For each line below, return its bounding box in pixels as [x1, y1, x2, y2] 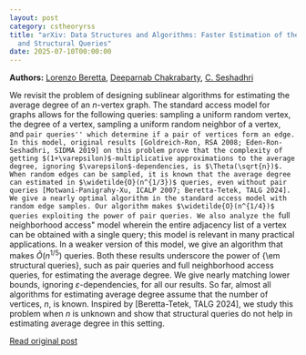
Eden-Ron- [245, 138, 283, 147]
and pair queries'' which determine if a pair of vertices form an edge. [9, 128, 296, 139]
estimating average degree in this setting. [9, 318, 166, 329]
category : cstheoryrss [9, 22, 96, 31]
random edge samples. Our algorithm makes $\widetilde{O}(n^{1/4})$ [9, 202, 275, 211]
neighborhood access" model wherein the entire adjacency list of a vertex [9, 219, 287, 230]
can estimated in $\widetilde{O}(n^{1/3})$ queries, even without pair [9, 178, 287, 188]
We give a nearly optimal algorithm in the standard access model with [9, 194, 287, 203]
